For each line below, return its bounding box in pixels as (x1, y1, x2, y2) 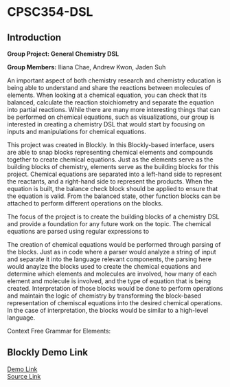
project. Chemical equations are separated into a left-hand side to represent (7, 170, 222, 178)
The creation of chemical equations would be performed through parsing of (7, 241, 221, 248)
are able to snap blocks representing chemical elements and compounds (7, 148, 214, 156)
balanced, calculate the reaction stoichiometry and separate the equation (7, 98, 214, 107)
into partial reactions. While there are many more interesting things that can (7, 106, 221, 113)
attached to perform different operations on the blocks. (7, 199, 163, 207)
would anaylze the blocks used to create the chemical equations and (7, 263, 201, 270)
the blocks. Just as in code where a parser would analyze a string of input (7, 248, 216, 256)
